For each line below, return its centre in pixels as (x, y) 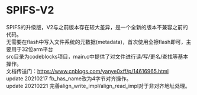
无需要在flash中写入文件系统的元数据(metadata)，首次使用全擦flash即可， (96, 42)
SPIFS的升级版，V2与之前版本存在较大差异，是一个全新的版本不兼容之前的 (97, 27)
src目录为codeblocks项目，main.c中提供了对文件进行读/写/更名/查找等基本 (97, 56)
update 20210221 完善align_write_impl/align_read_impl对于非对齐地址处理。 (98, 86)
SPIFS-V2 (30, 10)
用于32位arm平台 (32, 49)
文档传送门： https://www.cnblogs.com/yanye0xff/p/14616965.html (88, 71)
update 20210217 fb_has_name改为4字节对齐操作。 (69, 78)
